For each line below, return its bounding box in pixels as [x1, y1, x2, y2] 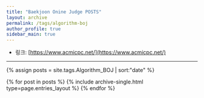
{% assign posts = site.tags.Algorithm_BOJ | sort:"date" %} [6, 67, 155, 74]
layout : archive [6, 15, 47, 21]
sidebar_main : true [6, 31, 56, 38]
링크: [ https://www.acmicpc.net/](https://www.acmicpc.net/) [15, 49, 166, 56]
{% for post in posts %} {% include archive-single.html [6, 78, 144, 85]
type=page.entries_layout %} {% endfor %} [6, 85, 115, 92]
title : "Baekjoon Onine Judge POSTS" [6, 8, 102, 15]
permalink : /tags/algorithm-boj [6, 20, 88, 26]
